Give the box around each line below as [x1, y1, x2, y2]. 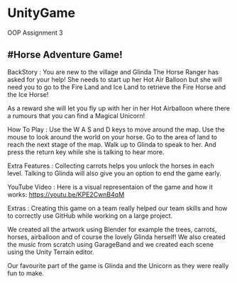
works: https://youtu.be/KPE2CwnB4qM [7, 190, 125, 199]
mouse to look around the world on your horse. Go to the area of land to [7, 132, 218, 141]
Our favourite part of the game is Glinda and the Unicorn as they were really [7, 261, 229, 270]
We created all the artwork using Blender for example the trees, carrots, [7, 225, 217, 233]
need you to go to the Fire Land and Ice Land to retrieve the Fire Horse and [7, 83, 226, 91]
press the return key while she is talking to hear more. [7, 147, 165, 156]
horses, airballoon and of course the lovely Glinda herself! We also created [7, 232, 226, 241]
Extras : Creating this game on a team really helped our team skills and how [7, 204, 228, 212]
